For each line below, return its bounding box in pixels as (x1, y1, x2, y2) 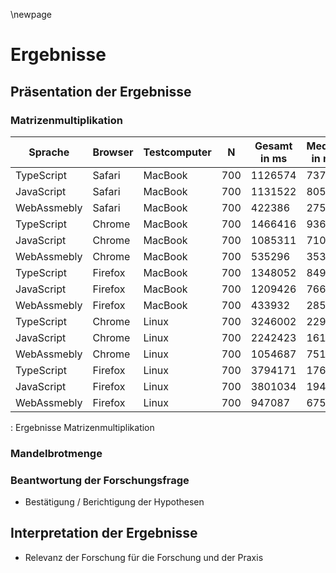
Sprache (28, 145, 70, 159)
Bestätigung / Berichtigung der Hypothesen (24, 496, 205, 508)
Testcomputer (143, 145, 212, 159)
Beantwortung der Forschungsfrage (10, 473, 190, 487)
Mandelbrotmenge (10, 446, 103, 460)
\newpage (10, 9, 53, 20)
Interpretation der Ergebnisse (10, 525, 198, 542)
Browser (92, 145, 134, 159)
